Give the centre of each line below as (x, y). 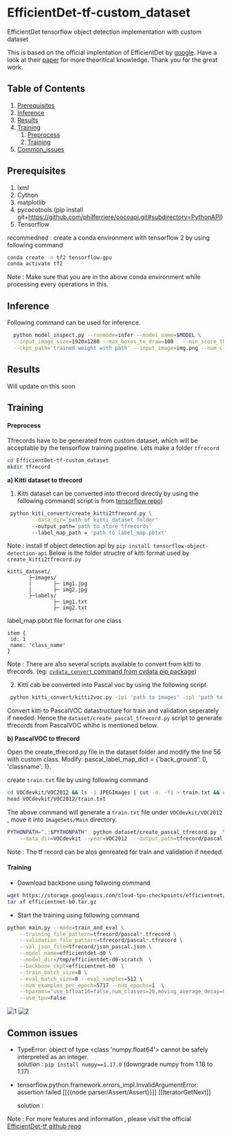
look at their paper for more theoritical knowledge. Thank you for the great (112, 59)
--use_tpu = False (43, 998)
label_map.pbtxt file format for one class (64, 621)
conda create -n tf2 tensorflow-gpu (59, 257)
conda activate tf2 (35, 264)
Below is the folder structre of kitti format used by (119, 553)
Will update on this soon (41, 386)
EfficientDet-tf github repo (44, 1126)
